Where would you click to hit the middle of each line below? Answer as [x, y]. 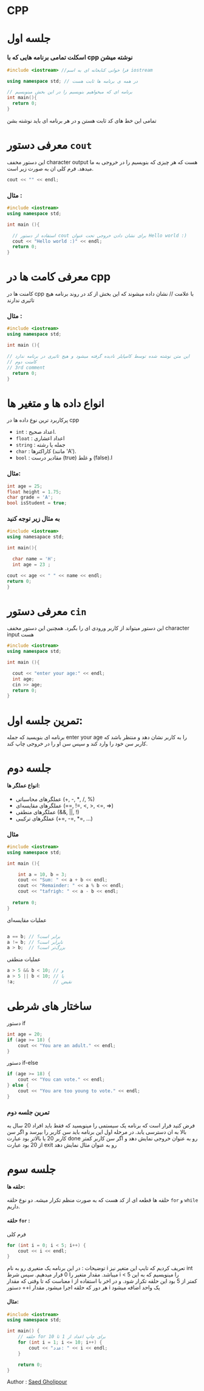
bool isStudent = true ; [37, 503]
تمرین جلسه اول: [45, 720]
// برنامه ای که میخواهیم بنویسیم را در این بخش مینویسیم [70, 92]
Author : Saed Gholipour [37, 1382]
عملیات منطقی [24, 960]
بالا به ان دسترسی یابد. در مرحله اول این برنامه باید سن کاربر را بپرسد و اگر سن [97, 1132]
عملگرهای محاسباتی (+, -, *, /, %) [55, 799]
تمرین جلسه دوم [28, 1112]
